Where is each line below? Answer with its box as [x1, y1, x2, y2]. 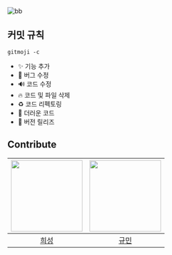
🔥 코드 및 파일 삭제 [17, 90, 70, 99]
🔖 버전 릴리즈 [17, 118, 55, 126]
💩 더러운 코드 [17, 108, 55, 117]
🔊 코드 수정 [17, 79, 52, 88]
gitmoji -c [7, 48, 40, 56]
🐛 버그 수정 [17, 71, 49, 79]
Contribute [7, 139, 57, 151]
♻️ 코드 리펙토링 [17, 100, 62, 108]
